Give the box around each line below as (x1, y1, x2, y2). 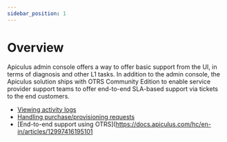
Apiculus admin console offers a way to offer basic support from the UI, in (7, 63, 217, 71)
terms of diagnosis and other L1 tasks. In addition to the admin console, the (7, 70, 221, 78)
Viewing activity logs (17, 105, 77, 114)
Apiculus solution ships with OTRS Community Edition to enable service (7, 77, 211, 85)
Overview (7, 39, 64, 55)
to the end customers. (7, 92, 70, 100)
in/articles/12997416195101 (17, 127, 93, 135)
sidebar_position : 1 (7, 10, 67, 17)
